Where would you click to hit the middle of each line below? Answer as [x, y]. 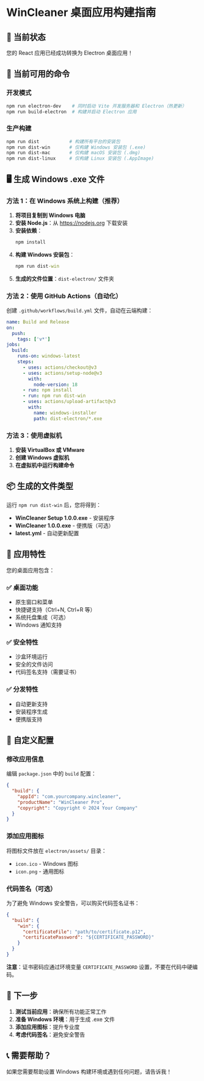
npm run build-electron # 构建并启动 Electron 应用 [71, 112]
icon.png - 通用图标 [40, 871]
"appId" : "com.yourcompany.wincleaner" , [69, 796]
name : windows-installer [65, 413]
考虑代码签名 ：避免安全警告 [50, 1035]
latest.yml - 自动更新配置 [47, 533]
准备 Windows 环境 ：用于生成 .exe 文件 [65, 1019]
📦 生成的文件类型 [40, 486]
